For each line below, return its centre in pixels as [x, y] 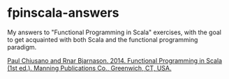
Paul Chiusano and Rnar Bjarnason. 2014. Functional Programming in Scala [114, 60]
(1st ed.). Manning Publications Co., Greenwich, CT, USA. [89, 68]
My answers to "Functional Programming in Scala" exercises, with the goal [114, 32]
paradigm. [22, 47]
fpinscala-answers [63, 13]
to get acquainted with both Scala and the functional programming [103, 39]
